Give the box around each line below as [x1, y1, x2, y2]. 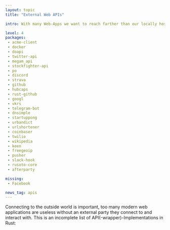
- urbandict [7, 120, 33, 125]
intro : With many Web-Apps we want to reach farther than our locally [5, 21, 157, 26]
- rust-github [7, 92, 37, 97]
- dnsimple [7, 110, 30, 116]
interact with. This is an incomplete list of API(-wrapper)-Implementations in [5, 215, 163, 221]
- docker [7, 45, 26, 50]
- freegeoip [7, 148, 33, 154]
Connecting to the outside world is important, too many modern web [5, 204, 148, 210]
